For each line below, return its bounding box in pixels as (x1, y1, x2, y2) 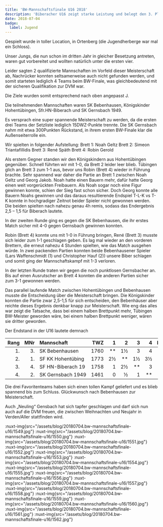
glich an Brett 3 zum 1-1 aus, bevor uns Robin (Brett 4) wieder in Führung (5, 167, 150, 173)
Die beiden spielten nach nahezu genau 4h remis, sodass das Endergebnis (5, 203, 154, 209)
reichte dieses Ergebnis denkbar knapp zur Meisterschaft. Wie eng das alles (5, 303, 158, 309)
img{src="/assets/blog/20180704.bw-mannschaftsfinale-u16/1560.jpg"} (5, 501, 149, 507)
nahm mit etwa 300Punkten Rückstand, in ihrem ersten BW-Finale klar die (5, 127, 153, 133)
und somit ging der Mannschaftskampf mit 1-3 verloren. (5, 258, 116, 264)
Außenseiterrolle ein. (5, 132, 47, 138)
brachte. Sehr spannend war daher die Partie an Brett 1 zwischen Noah (5, 172, 147, 178)
